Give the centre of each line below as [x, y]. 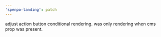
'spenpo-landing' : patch [31, 10]
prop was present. [24, 29]
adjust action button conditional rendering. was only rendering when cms [80, 24]
